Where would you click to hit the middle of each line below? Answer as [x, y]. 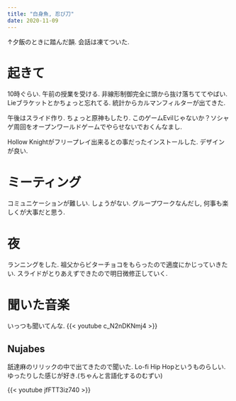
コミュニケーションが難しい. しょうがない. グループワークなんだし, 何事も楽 [118, 203]
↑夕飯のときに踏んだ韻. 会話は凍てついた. [68, 42]
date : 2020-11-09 [33, 21]
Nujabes [26, 349]
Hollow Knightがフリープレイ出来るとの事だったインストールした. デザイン [116, 142]
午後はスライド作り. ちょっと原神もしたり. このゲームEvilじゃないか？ [109, 118]
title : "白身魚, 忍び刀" [41, 14]
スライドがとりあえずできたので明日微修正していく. [92, 274]
